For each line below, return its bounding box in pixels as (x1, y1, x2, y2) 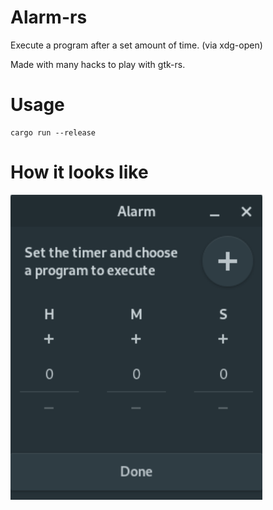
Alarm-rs (10, 6, 88, 29)
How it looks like (10, 161, 149, 184)
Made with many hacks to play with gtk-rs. (10, 58, 186, 70)
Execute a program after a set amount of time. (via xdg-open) (10, 39, 263, 51)
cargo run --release (10, 127, 97, 138)
